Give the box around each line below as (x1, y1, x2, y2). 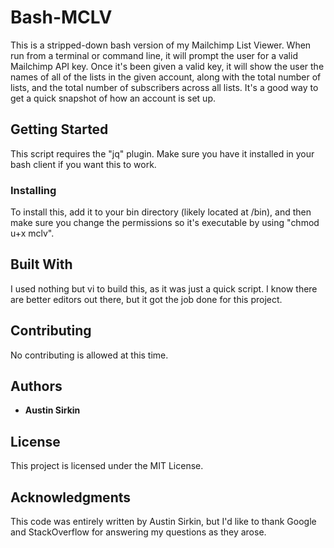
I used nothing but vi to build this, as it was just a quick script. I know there (10, 282, 318, 295)
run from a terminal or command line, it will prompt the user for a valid (10, 49, 298, 61)
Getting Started (10, 121, 109, 138)
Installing (10, 183, 57, 197)
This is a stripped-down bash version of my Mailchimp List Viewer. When (10, 39, 312, 51)
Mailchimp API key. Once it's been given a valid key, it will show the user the (10, 60, 325, 72)
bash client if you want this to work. (10, 158, 157, 170)
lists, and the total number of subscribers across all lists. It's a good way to (10, 81, 319, 93)
